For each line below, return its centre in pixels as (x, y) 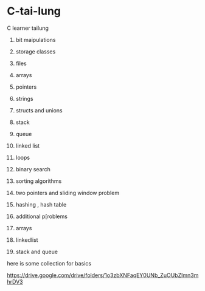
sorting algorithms (39, 181)
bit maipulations (36, 39)
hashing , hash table (41, 204)
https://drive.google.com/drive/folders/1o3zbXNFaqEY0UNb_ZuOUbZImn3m (103, 275)
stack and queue (37, 252)
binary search (33, 169)
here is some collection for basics (49, 263)
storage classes (36, 51)
